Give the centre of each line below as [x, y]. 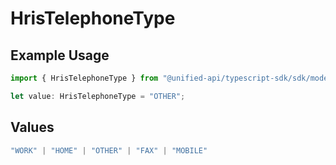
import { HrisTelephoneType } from [84, 78]
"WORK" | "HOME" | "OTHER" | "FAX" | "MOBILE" [109, 150]
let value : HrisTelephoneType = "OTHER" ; [98, 96]
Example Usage [60, 55]
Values [32, 127]
